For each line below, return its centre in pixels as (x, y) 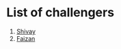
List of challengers (60, 13)
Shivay (26, 31)
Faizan (26, 38)
